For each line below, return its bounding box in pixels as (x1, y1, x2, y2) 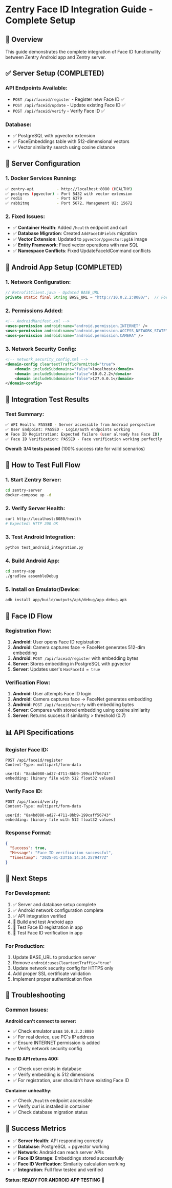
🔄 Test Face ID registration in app (12, 924, 83, 930)
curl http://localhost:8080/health (5, 516, 81, 521)
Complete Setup (5, 14, 76, 26)
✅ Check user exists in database (12, 1066, 82, 1072)
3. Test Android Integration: (5, 533, 75, 541)
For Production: (5, 942, 45, 949)
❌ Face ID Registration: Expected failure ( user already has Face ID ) (5, 431, 160, 437)
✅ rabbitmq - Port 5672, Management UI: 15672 (5, 201, 133, 206)
